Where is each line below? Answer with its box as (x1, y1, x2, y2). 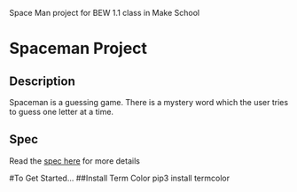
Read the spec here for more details (9, 155, 140, 166)
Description (9, 73, 75, 88)
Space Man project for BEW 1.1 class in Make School (9, 8, 200, 18)
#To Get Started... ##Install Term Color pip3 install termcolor (9, 173, 231, 183)
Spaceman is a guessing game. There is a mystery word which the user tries (9, 97, 289, 107)
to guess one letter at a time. (9, 106, 113, 117)
